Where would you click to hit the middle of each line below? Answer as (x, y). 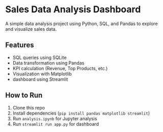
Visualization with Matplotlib (42, 74)
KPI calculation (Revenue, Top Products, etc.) (60, 68)
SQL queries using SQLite (40, 57)
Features (20, 45)
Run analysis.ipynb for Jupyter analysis (55, 118)
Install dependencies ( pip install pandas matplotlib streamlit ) (81, 113)
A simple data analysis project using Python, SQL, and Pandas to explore (81, 24)
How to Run (24, 95)
